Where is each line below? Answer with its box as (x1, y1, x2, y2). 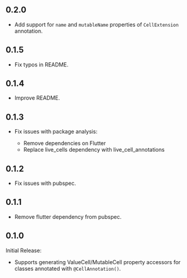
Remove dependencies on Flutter (23, 140, 106, 147)
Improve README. (14, 94, 60, 102)
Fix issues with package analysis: (14, 128, 98, 135)
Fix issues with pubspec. (14, 179, 77, 187)
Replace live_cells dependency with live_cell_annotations (23, 146, 165, 154)
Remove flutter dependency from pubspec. (14, 213, 122, 220)
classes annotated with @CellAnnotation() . (14, 265, 121, 272)
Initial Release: (5, 247, 42, 254)
